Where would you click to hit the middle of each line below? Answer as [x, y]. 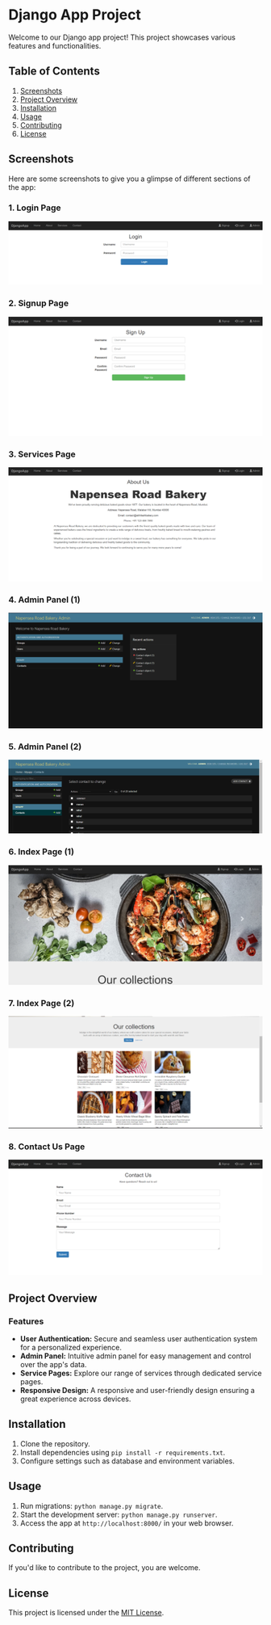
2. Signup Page [39, 303]
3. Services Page [42, 454]
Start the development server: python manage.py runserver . [119, 1514]
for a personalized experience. [71, 1347]
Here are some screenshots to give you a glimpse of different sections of [129, 179]
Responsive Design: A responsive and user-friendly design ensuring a [138, 1390]
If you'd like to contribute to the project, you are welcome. [104, 1568]
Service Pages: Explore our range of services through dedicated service [141, 1373]
